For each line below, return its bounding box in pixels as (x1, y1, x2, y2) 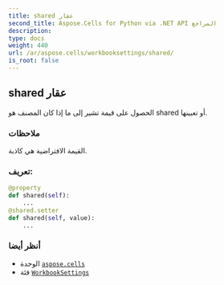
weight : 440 (8, 42, 48, 50)
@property (8, 184, 42, 193)
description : (8, 26, 52, 35)
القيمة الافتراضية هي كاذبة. (8, 145, 88, 155)
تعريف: (8, 165, 34, 177)
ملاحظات (8, 128, 40, 139)
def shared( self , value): (8, 214, 95, 222)
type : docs (8, 34, 45, 43)
